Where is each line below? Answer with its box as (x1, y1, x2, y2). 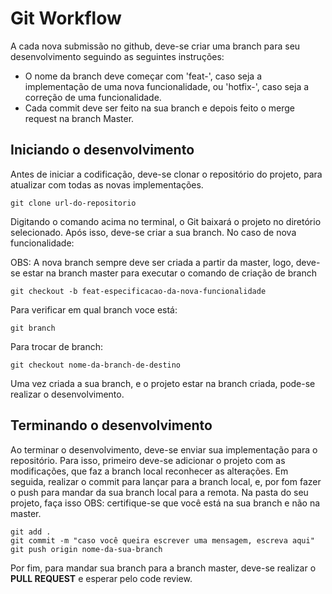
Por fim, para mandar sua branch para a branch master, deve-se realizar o (10, 562, 317, 574)
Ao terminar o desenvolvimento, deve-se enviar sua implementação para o (10, 443, 318, 456)
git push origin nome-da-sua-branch (10, 544, 163, 554)
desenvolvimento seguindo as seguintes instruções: (10, 50, 225, 62)
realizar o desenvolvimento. (10, 388, 125, 400)
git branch (10, 323, 56, 333)
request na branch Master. (24, 112, 135, 124)
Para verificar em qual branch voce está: (10, 303, 178, 316)
